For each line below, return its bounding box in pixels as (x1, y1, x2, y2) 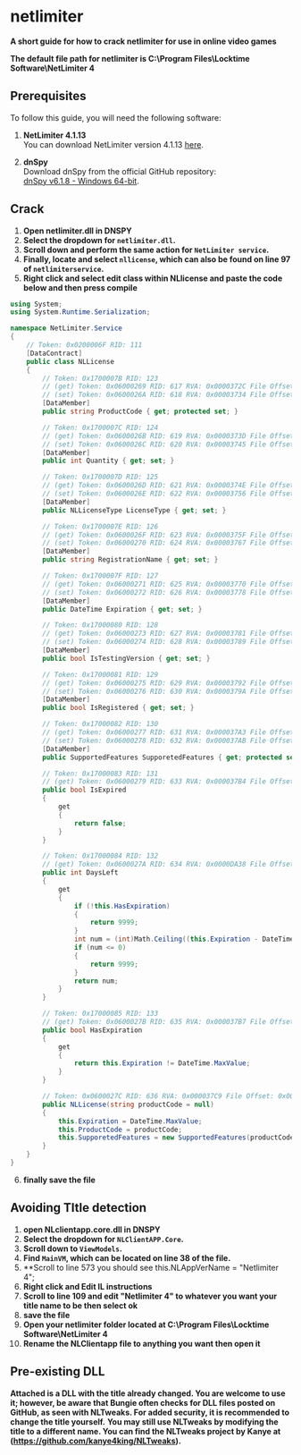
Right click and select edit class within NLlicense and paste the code (22, 273, 283, 283)
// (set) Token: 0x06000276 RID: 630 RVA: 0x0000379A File (42, 687, 267, 696)
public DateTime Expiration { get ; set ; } (42, 605, 203, 613)
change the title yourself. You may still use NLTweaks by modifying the (10, 1416, 280, 1427)
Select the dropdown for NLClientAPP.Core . (22, 1233, 184, 1244)
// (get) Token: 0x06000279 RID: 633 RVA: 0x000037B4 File (42, 777, 267, 786)
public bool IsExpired (42, 785, 127, 795)
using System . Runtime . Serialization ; (10, 308, 151, 317)
